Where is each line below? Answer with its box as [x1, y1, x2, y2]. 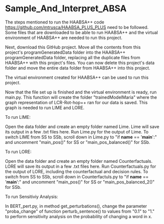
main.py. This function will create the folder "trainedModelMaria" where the [5, 94, 157, 100]
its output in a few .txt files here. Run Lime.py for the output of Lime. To [5, 129, 149, 134]
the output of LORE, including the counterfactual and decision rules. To [5, 168, 148, 174]
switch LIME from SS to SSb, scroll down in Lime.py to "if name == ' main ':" [5, 134, 157, 140]
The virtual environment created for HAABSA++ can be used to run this [5, 74, 149, 80]
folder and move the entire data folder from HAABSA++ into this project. [5, 65, 150, 71]
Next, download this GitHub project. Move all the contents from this [5, 44, 141, 50]
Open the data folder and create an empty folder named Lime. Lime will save [5, 123, 160, 130]
